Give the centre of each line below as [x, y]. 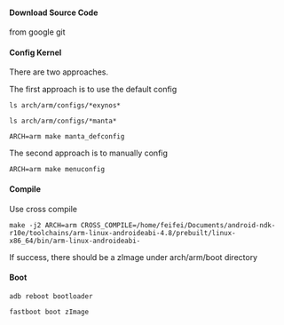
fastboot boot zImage [49, 312]
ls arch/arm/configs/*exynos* [65, 106]
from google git [37, 32]
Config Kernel [35, 52]
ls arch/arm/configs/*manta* [63, 121]
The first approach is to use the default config [93, 90]
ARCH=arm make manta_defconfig [67, 137]
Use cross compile [43, 209]
